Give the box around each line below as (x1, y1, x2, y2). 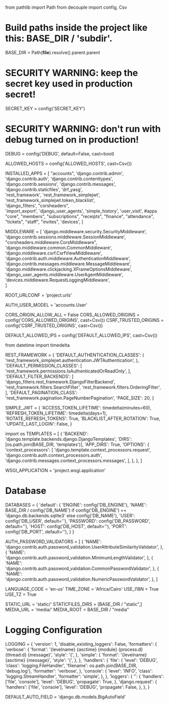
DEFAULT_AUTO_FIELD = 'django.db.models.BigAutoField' (5, 693, 126, 700)
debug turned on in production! (5, 134, 139, 146)
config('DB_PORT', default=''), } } (5, 528, 75, 534)
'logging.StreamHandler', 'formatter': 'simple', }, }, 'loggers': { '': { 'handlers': (5, 673, 164, 679)
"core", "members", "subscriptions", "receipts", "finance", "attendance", (5, 213, 154, 219)
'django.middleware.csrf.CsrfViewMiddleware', (5, 250, 102, 256)
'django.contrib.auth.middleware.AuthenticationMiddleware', (5, 255, 131, 261)
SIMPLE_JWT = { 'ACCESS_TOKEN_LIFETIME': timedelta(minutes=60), (5, 404, 151, 410)
